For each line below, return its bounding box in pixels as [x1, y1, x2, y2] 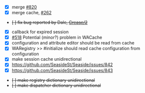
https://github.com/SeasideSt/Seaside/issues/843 [11, 67, 113, 73]
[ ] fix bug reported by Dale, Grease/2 [11, 20, 88, 25]
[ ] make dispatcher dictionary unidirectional [11, 82, 101, 88]
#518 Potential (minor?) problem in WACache [11, 34, 102, 41]
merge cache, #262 [11, 10, 52, 16]
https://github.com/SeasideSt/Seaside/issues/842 [11, 62, 113, 68]
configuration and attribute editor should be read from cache [11, 40, 135, 46]
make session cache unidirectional [11, 56, 82, 62]
